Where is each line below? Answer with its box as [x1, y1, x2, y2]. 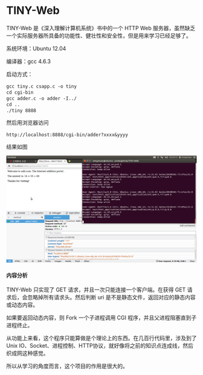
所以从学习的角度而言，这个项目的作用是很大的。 [6, 362, 128, 370]
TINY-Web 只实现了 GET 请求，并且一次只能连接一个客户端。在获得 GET [6, 286, 186, 293]
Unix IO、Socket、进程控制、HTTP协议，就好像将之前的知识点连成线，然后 [6, 342, 194, 350]
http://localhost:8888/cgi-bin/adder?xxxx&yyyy [6, 131, 129, 138]
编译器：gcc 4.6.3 [6, 57, 51, 65]
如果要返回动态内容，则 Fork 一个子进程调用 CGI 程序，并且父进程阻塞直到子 [6, 314, 197, 321]
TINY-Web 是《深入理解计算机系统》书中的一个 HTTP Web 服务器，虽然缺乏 [6, 24, 196, 31]
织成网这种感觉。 [6, 350, 49, 357]
